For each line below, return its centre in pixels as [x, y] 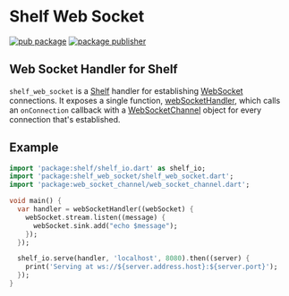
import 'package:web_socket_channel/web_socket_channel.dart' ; [130, 185]
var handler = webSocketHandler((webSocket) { [106, 209]
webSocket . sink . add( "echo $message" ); [105, 225]
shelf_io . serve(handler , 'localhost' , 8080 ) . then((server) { [134, 258]
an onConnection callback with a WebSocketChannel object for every [136, 110]
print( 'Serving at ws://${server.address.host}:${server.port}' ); [152, 267]
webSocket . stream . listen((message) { [96, 217]
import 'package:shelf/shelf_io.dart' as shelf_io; [107, 168]
